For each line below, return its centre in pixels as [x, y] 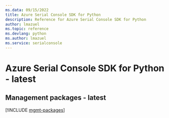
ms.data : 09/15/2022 [27, 10]
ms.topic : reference [27, 29]
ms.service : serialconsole [34, 43]
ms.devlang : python [26, 34]
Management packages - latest [56, 98]
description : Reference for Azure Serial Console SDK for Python [76, 19]
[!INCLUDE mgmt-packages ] [35, 110]
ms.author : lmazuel [26, 39]
